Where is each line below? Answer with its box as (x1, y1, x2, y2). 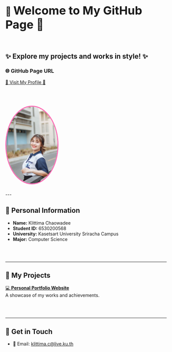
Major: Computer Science (12, 236, 68, 242)
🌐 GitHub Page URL (5, 68, 55, 75)
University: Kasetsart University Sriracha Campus (12, 231, 119, 237)
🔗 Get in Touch (5, 327, 53, 336)
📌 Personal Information (5, 206, 80, 215)
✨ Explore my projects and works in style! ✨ (5, 52, 148, 61)
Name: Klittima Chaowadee (12, 219, 71, 226)
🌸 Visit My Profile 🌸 (5, 79, 46, 85)
